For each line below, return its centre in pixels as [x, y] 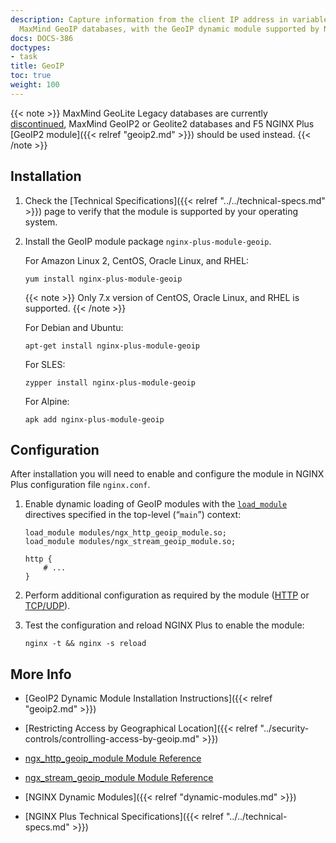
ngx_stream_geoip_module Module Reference [119, 778]
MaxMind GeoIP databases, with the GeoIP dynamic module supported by [169, 29]
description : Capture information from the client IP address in [149, 19]
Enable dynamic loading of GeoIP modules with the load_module [156, 504]
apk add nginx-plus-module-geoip [94, 419]
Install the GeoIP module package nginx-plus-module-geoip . [148, 241]
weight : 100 [35, 85]
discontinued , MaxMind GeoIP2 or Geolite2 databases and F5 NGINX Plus [162, 123]
